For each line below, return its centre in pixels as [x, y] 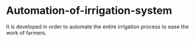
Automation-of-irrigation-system [89, 11]
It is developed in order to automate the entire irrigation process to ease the [97, 27]
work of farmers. [26, 32]
